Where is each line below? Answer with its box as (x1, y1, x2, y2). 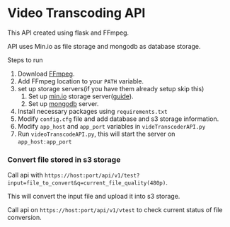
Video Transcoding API (7, 5, 146, 21)
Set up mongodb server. (28, 99, 99, 107)
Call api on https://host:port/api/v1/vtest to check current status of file (7, 206, 223, 214)
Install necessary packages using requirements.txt (17, 107, 168, 115)
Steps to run (7, 55, 44, 64)
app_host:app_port (17, 138, 72, 146)
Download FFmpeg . (17, 69, 75, 78)
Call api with (7, 171, 44, 180)
